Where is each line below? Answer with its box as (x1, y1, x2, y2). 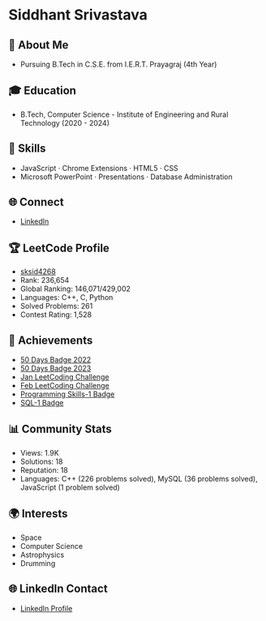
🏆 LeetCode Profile (8, 241, 109, 255)
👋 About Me (8, 38, 69, 52)
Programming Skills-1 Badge (19, 389, 115, 399)
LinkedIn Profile (19, 603, 73, 613)
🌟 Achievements (8, 333, 93, 347)
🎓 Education (8, 84, 77, 98)
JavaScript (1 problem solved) (19, 482, 120, 492)
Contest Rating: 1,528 (19, 310, 92, 319)
